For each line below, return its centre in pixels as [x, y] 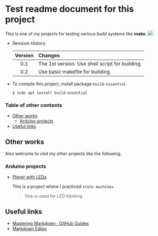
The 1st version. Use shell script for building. [90, 63]
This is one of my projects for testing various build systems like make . [76, 33]
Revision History [29, 43]
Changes [49, 55]
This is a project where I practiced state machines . [63, 187]
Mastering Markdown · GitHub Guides [50, 223]
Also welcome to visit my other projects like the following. [63, 154]
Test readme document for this [70, 9]
